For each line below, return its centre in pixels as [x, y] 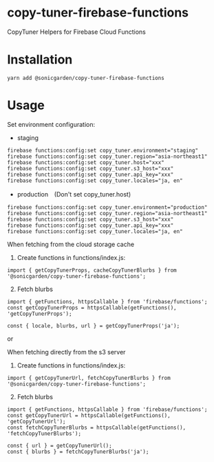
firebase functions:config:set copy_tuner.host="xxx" [86, 162]
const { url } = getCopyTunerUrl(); [60, 445]
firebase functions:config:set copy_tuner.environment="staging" [103, 150]
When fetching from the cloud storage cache [71, 244]
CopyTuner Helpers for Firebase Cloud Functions [76, 32]
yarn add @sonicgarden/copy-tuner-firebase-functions [86, 78]
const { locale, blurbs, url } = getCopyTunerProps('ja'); [94, 325]
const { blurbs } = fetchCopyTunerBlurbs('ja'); [78, 452]
